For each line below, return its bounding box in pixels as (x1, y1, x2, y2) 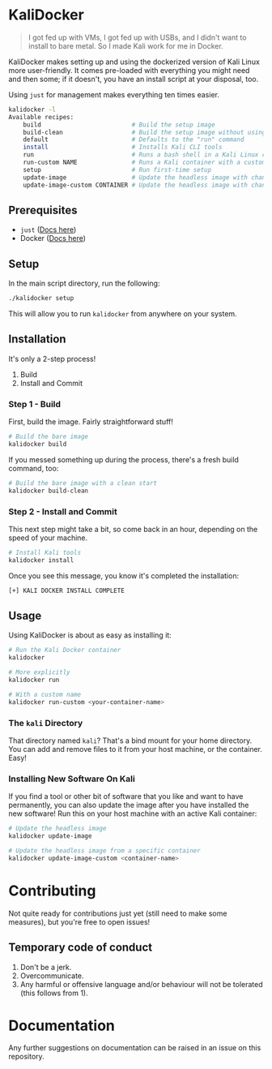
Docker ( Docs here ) (19, 234, 87, 243)
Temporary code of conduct (8, 941, 152, 955)
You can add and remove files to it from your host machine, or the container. (8, 744, 263, 753)
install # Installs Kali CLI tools (23, 144, 223, 152)
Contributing (8, 882, 96, 899)
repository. (8, 1052, 45, 1062)
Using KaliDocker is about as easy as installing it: (8, 630, 172, 640)
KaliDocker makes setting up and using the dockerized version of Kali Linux (8, 57, 261, 67)
